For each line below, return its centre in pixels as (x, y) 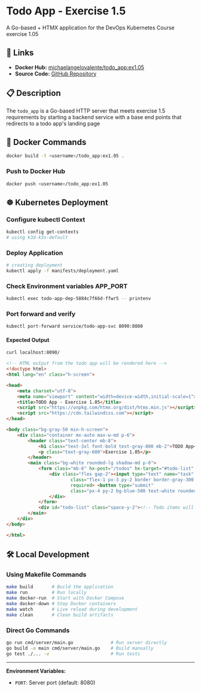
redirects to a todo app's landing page (53, 123)
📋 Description (33, 93)
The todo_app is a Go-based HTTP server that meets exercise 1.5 (86, 111)
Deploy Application (35, 253)
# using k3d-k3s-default (37, 237)
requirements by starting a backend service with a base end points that (94, 117)
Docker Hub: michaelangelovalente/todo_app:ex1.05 (80, 67)
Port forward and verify (41, 314)
